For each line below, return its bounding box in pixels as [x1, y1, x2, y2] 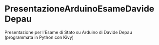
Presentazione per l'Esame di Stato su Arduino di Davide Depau [4, 29, 132, 35]
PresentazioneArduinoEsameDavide [4, 3, 155, 14]
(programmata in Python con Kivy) [4, 34, 74, 40]
